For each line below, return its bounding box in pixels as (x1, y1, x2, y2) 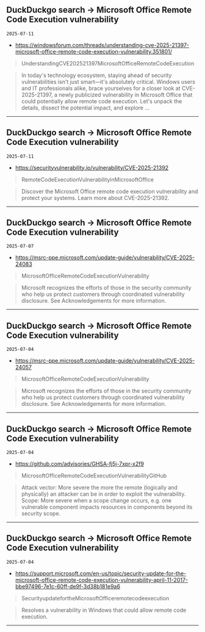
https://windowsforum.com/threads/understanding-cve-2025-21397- (15, 41, 190, 48)
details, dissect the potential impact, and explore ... (21, 104, 150, 111)
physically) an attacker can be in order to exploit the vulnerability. (21, 490, 186, 498)
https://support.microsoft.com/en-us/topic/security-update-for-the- (15, 570, 187, 577)
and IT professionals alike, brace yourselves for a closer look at (21, 84, 181, 92)
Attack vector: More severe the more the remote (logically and (21, 484, 178, 491)
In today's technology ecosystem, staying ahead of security (21, 72, 172, 79)
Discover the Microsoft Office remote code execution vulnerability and (21, 188, 198, 195)
